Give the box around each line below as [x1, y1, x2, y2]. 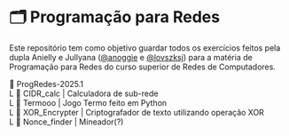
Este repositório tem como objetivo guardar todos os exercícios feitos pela [9, 42, 281, 53]
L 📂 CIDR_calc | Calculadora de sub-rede [9, 88, 159, 99]
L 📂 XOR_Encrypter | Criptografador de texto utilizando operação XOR [9, 107, 264, 117]
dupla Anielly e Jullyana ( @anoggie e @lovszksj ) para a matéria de [9, 52, 253, 62]
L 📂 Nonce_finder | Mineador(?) [9, 116, 124, 127]
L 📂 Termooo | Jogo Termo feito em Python [9, 97, 168, 108]
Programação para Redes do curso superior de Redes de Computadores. [9, 61, 277, 72]
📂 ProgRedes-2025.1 [9, 78, 84, 89]
